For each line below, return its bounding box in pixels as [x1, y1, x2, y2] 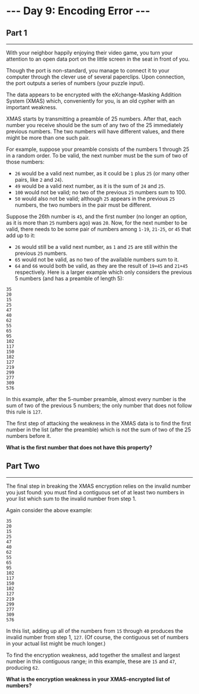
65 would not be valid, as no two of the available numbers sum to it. [14, 256, 179, 263]
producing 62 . [6, 664, 40, 671]
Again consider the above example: [6, 506, 93, 513]
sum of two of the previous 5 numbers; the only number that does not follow [6, 402, 192, 409]
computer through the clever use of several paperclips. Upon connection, [6, 73, 185, 80]
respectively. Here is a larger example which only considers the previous [14, 269, 192, 276]
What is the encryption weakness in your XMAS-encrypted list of [6, 676, 171, 683]
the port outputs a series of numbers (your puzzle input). [6, 80, 145, 87]
